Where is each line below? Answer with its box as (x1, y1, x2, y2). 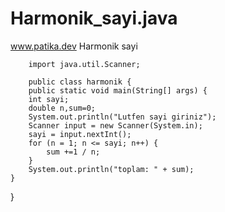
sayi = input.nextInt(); (28, 129, 132, 139)
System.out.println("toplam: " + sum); (28, 164, 195, 174)
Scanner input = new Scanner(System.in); (28, 120, 203, 131)
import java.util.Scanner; (28, 59, 141, 69)
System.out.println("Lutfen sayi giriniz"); (28, 112, 217, 122)
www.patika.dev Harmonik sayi (10, 40, 138, 52)
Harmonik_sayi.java (10, 7, 178, 30)
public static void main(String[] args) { (28, 85, 208, 96)
